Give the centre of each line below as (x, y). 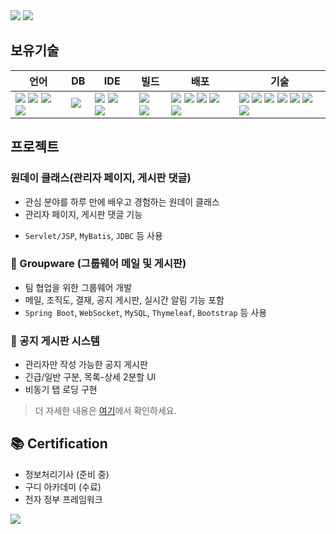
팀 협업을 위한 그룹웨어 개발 (78, 287)
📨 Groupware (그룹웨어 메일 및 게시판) (98, 264)
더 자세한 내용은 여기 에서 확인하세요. (105, 411)
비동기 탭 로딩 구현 (61, 390)
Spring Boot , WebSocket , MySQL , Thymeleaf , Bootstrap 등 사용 (146, 312)
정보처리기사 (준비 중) (67, 474)
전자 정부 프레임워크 (63, 499)
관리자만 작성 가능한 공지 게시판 (86, 365)
